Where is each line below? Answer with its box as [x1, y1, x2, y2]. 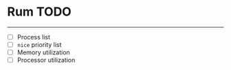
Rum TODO [7, 4, 72, 20]
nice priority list [16, 41, 62, 48]
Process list [16, 33, 50, 41]
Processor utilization [16, 56, 76, 65]
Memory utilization [16, 48, 70, 56]
